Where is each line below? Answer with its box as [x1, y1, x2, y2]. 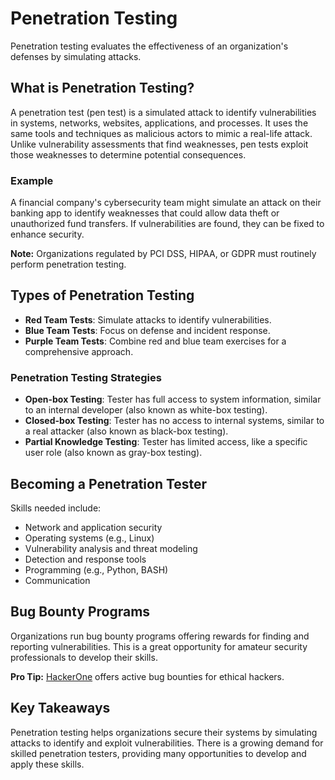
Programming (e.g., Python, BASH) [24, 563, 169, 576]
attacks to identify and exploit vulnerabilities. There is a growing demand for [10, 737, 324, 749]
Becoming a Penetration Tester [10, 475, 208, 492]
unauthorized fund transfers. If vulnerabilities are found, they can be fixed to [10, 218, 325, 230]
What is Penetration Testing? [10, 80, 195, 97]
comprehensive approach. [24, 345, 134, 357]
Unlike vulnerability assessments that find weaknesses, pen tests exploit [10, 138, 309, 150]
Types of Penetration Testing [10, 287, 195, 304]
